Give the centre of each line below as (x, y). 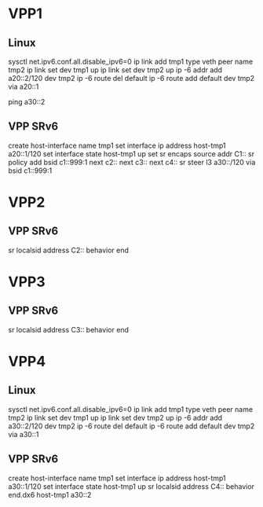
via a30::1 (24, 434)
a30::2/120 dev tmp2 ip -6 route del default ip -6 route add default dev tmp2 (131, 426)
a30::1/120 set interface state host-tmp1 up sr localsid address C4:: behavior (131, 486)
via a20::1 (24, 86)
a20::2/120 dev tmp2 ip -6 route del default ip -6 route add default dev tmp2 (131, 78)
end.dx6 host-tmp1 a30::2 (50, 494)
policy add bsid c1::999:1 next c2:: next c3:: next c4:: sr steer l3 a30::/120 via (132, 162)
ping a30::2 (27, 102)
